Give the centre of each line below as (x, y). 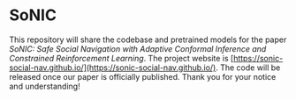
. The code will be (248, 68)
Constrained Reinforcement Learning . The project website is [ (121, 58)
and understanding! (45, 86)
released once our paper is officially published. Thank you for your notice (143, 76)
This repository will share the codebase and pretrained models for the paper (148, 39)
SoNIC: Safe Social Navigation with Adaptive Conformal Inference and (138, 48)
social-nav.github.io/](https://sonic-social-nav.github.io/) (113, 68)
